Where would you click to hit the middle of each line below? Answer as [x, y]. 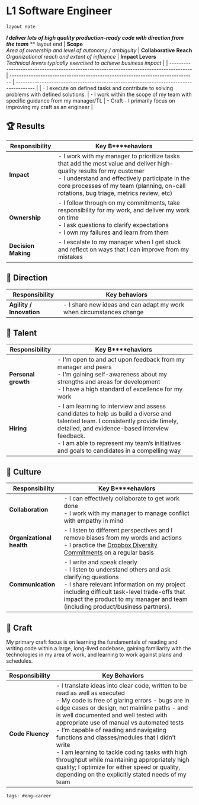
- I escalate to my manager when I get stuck [119, 242]
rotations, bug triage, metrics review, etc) [115, 193]
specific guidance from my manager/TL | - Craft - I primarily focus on [91, 100]
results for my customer [111, 171]
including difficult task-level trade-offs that [124, 592]
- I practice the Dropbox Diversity [111, 545]
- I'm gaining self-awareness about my [112, 375]
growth [20, 382]
